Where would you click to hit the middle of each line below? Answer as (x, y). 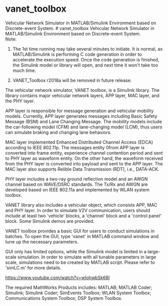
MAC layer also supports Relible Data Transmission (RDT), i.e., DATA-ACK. (82, 169)
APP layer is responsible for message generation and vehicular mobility (79, 111)
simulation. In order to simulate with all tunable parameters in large (87, 257)
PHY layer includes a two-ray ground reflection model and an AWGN (77, 179)
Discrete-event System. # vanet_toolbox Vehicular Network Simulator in (80, 28)
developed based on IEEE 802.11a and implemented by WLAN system (77, 190)
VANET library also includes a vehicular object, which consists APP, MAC (81, 205)
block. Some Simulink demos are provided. (50, 221)
